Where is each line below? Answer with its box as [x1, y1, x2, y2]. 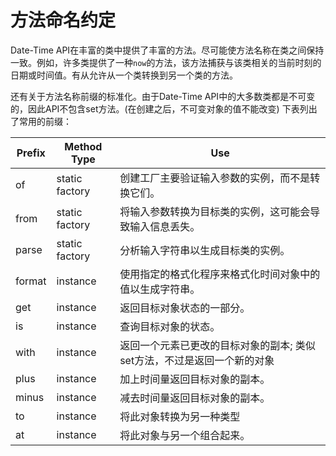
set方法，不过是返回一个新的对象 [119, 353, 275, 367]
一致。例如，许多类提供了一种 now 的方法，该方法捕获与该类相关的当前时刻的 [10, 56, 322, 68]
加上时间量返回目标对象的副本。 [119, 372, 271, 386]
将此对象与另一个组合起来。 [119, 428, 251, 442]
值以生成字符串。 [119, 282, 201, 296]
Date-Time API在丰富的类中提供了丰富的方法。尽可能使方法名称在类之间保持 [10, 44, 325, 56]
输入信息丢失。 [129, 219, 201, 233]
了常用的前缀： [10, 115, 72, 127]
